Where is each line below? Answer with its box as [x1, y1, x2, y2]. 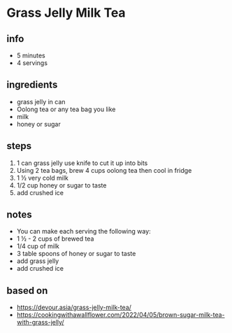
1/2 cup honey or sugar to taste [16, 180, 107, 190]
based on [6, 285, 48, 297]
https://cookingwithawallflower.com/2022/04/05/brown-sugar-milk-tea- [16, 311, 225, 319]
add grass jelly [16, 257, 59, 265]
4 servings [16, 59, 48, 67]
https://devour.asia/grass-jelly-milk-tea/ [16, 303, 132, 312]
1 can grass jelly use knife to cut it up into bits [16, 159, 148, 167]
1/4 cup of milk [16, 242, 60, 250]
